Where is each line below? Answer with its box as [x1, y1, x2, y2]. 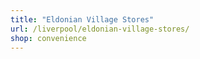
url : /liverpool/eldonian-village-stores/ [10, 24, 190, 34]
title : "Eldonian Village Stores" [10, 14, 155, 25]
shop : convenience [10, 33, 87, 43]
